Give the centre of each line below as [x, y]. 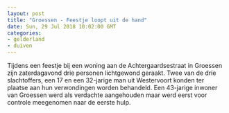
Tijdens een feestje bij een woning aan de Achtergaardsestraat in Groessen [115, 66]
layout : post [26, 14]
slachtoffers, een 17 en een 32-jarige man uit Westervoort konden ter [106, 80]
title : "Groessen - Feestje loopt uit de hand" [77, 20]
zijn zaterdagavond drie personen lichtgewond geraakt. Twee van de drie [112, 73]
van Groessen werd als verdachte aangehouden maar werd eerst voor [107, 95]
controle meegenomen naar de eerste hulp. [69, 102]
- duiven [20, 46]
